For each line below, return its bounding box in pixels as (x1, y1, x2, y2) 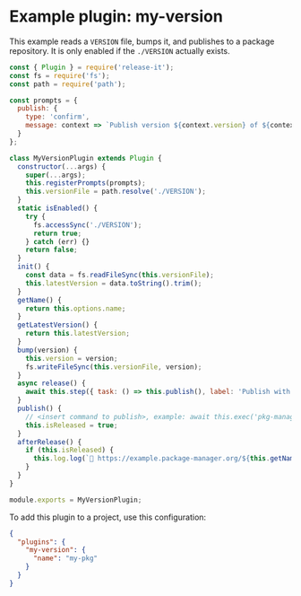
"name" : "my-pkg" (32, 554, 99, 563)
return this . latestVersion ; (25, 329, 130, 338)
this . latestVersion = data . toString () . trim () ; (25, 278, 202, 288)
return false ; (25, 245, 78, 255)
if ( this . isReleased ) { (25, 446, 115, 455)
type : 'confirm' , (25, 112, 90, 122)
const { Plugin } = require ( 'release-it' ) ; (9, 63, 175, 72)
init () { (17, 262, 50, 271)
